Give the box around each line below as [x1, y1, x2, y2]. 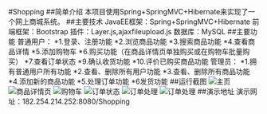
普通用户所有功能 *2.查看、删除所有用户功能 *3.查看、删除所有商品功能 [14, 67, 250, 76]
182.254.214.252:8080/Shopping [22, 96, 130, 106]
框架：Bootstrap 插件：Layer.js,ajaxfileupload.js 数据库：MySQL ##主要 [14, 27, 251, 36]
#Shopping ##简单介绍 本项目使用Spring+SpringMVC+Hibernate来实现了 [8, 7, 249, 16]
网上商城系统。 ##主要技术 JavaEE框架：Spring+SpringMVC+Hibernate [14, 17, 251, 26]
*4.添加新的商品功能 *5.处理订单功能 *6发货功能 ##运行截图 [8, 77, 207, 86]
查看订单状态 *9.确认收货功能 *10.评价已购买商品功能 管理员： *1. [33, 57, 250, 66]
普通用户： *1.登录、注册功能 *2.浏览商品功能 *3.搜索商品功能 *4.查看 [17, 37, 249, 46]
